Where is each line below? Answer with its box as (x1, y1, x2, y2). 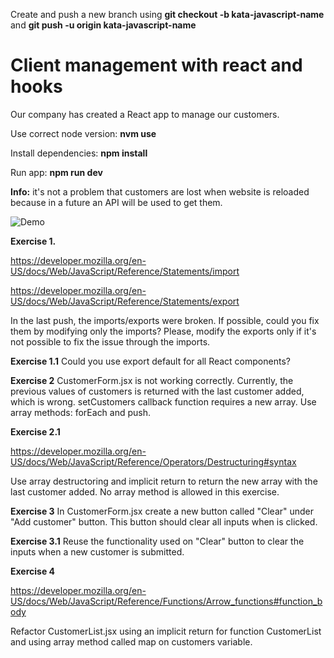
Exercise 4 (10, 565, 56, 577)
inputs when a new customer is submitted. (10, 545, 185, 558)
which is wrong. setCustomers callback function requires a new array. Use (10, 395, 317, 408)
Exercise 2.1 (10, 425, 61, 438)
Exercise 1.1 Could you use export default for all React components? (10, 355, 291, 367)
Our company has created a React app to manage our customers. (10, 108, 280, 120)
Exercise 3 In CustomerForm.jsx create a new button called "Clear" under (10, 505, 315, 517)
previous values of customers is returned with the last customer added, (10, 385, 305, 397)
